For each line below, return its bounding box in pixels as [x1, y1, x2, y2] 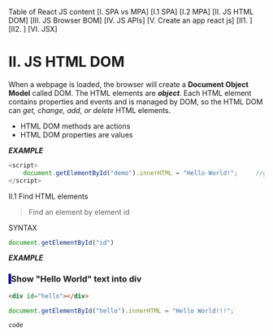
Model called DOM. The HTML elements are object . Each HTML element [8, 88, 252, 98]
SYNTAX [8, 223, 38, 233]
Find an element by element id [28, 207, 130, 216]
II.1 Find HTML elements [8, 191, 89, 201]
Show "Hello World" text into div [11, 273, 142, 285]
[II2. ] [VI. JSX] [8, 24, 58, 33]
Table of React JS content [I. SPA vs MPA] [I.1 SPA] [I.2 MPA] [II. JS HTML [8, 7, 254, 16]
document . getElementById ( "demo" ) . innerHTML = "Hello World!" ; [23, 168, 238, 177]
